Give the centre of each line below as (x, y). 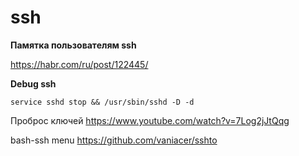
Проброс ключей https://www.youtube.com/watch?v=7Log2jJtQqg (150, 120)
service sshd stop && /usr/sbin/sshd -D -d (102, 102)
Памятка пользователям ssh (73, 45)
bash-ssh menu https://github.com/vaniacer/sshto (114, 140)
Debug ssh (33, 83)
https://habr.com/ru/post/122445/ (79, 64)
